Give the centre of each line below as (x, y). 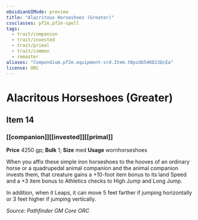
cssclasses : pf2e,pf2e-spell (43, 23)
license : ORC (23, 68)
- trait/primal (31, 46)
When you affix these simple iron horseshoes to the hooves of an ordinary (98, 162)
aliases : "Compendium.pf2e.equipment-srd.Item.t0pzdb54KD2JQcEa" (90, 62)
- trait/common (31, 51)
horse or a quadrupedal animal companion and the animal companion (92, 168)
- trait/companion (35, 34)
